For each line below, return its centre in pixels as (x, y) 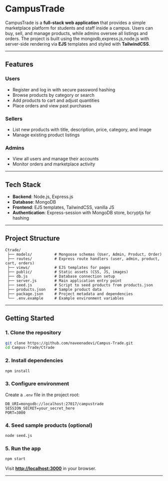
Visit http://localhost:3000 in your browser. (51, 468)
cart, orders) (20, 263)
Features (19, 64)
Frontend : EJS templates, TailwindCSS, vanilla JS (63, 207)
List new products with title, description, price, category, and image (82, 129)
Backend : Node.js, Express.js (43, 197)
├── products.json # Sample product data (54, 289)
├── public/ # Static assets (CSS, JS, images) (68, 272)
